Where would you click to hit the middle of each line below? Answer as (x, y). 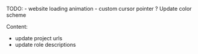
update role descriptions (46, 45)
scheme (16, 15)
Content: (17, 27)
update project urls (39, 38)
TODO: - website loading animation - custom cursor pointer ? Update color (99, 9)
